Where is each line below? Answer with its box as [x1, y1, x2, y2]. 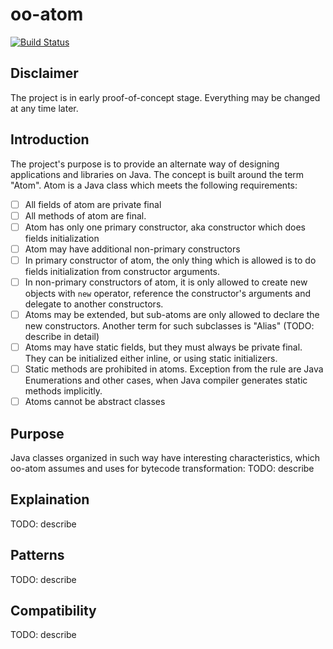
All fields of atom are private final [24, 198, 162, 210]
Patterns [10, 547, 65, 564]
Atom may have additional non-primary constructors [24, 243, 241, 255]
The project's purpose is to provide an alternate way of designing [10, 158, 280, 170]
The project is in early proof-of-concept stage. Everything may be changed [10, 91, 321, 103]
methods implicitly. [24, 385, 103, 397]
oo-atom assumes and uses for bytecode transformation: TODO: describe [10, 463, 315, 474]
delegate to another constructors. [24, 298, 164, 310]
